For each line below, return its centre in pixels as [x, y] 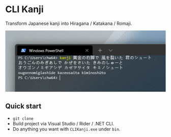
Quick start [23, 106]
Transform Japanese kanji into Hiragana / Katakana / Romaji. [69, 23]
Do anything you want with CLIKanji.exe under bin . [66, 129]
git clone [23, 119]
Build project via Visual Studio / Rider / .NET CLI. [63, 124]
